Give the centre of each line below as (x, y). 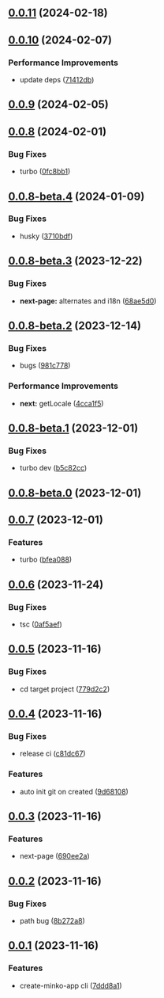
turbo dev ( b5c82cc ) (53, 468)
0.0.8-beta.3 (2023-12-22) (76, 261)
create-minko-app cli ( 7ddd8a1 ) (71, 985)
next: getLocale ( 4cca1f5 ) (61, 403)
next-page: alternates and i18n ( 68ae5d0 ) (88, 301)
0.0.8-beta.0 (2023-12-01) (75, 493)
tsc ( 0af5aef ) (41, 624)
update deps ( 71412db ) (57, 80)
